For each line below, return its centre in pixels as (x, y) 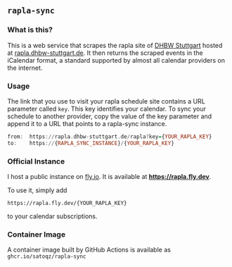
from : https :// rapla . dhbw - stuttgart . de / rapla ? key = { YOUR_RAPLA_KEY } (110, 137)
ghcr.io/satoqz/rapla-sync (47, 256)
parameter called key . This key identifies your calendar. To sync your (107, 108)
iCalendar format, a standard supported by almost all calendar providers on (116, 60)
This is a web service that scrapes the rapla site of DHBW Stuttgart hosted (115, 45)
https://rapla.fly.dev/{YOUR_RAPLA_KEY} (67, 204)
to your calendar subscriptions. (52, 216)
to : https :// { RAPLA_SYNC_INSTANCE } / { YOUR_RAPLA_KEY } (91, 143)
